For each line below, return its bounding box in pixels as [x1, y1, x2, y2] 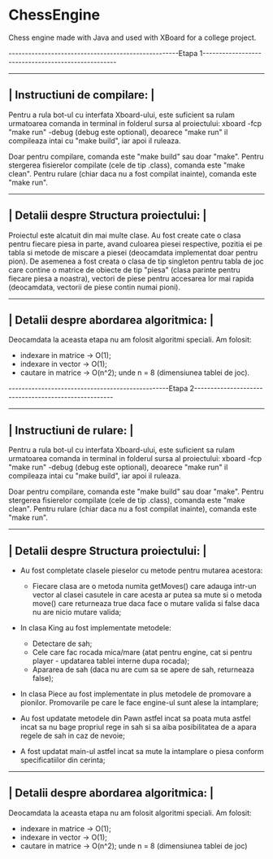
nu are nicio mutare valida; [32, 608, 122, 617]
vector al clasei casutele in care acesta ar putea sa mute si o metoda [32, 590, 262, 600]
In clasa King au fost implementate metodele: [19, 623, 172, 632]
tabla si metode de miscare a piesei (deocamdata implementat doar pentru [8, 247, 258, 257]
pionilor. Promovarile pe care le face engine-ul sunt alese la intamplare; [19, 698, 259, 707]
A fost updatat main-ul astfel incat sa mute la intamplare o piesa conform [19, 747, 264, 756]
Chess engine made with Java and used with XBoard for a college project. [8, 33, 257, 42]
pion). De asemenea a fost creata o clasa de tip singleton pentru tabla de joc [8, 256, 264, 266]
